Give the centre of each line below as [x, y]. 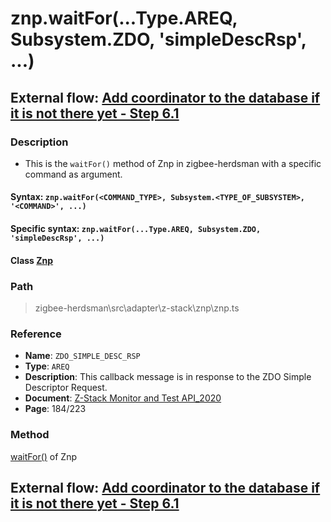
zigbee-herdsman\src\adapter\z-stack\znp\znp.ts [137, 308]
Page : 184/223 [55, 409]
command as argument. [73, 174]
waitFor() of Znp [43, 456]
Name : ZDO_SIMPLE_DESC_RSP [82, 356]
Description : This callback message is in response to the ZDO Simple [168, 377]
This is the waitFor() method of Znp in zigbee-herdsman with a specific [173, 163]
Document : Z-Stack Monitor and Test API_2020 [123, 398]
